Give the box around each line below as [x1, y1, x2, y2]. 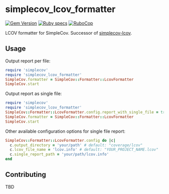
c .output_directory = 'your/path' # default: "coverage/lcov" [10, 142, 143, 148]
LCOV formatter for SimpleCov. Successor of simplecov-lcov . [5, 30, 132, 36]
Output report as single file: [5, 90, 62, 96]
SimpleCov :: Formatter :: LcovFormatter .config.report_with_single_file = [5, 110, 158, 115]
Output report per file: [5, 58, 51, 64]
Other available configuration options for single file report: [5, 128, 126, 134]
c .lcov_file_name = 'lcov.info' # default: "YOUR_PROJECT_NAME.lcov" [10, 147, 158, 152]
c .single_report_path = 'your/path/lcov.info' [10, 152, 109, 157]
